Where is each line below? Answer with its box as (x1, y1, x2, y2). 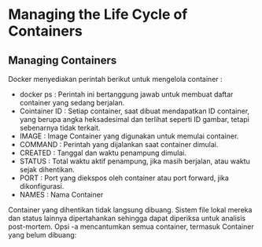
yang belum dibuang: (8, 230, 77, 239)
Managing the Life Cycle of (8, 6, 188, 24)
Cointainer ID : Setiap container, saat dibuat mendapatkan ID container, (19, 106, 250, 116)
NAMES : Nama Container (19, 190, 104, 199)
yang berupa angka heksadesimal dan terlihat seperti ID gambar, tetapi (19, 115, 249, 124)
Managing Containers (8, 53, 117, 67)
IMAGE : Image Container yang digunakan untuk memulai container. (19, 131, 239, 141)
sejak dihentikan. (19, 165, 75, 174)
